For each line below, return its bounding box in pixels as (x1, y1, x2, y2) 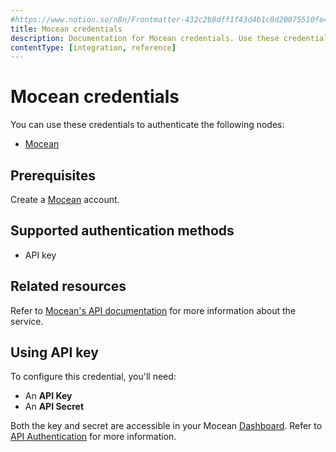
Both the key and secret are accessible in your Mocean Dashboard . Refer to (10, 420, 323, 432)
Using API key (10, 344, 99, 361)
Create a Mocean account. (10, 194, 120, 205)
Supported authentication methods (10, 222, 235, 240)
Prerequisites (10, 167, 96, 184)
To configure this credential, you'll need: (10, 371, 177, 383)
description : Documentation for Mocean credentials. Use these (10, 33, 280, 43)
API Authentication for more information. (10, 431, 177, 443)
